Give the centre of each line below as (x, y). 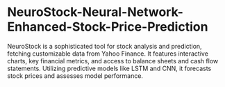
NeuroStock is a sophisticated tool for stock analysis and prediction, (105, 46)
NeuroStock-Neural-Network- (95, 12)
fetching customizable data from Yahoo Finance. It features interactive (108, 54)
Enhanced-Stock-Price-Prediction (108, 27)
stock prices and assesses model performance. (75, 76)
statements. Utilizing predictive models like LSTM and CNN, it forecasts (109, 68)
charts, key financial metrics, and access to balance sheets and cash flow (113, 61)
